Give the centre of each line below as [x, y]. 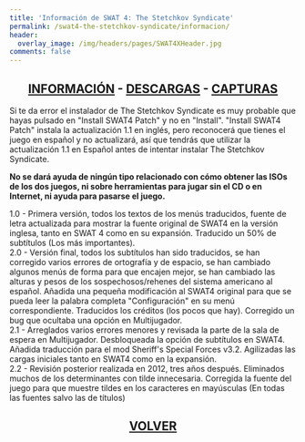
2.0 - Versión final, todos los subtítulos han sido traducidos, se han [135, 252]
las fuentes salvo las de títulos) [67, 397]
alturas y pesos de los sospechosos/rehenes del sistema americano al [141, 281]
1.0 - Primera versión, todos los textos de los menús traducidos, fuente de [148, 213]
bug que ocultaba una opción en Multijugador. [96, 320]
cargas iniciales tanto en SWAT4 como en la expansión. [113, 359]
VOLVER [153, 426]
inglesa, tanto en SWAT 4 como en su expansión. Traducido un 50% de [143, 232]
